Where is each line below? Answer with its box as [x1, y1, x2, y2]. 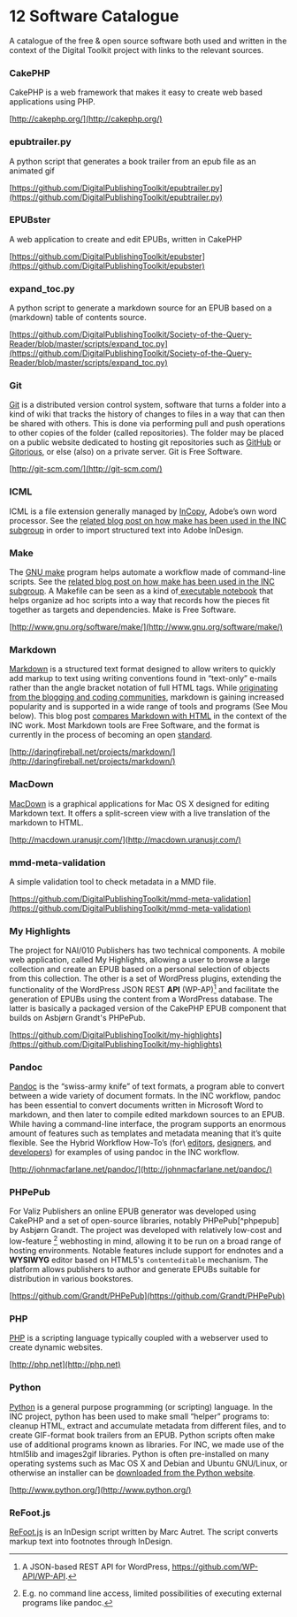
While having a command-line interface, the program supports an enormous [9, 1119, 286, 1130]
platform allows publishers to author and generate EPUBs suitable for [9, 1264, 261, 1275]
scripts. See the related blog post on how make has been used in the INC [9, 577, 276, 587]
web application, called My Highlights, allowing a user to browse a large [9, 954, 270, 965]
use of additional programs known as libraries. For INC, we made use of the [9, 1439, 285, 1450]
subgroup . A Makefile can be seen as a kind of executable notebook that [9, 586, 274, 596]
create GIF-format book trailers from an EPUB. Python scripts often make [9, 1429, 276, 1440]
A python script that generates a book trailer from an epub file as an [9, 156, 256, 166]
